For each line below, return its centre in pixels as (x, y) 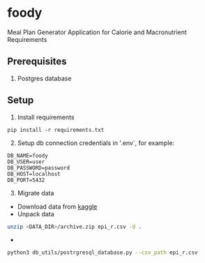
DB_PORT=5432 (26, 180)
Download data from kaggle (57, 206)
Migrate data (36, 193)
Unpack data (36, 213)
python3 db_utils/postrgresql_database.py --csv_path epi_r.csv (102, 253)
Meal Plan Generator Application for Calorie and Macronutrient (97, 32)
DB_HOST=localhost (34, 174)
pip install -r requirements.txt (56, 130)
